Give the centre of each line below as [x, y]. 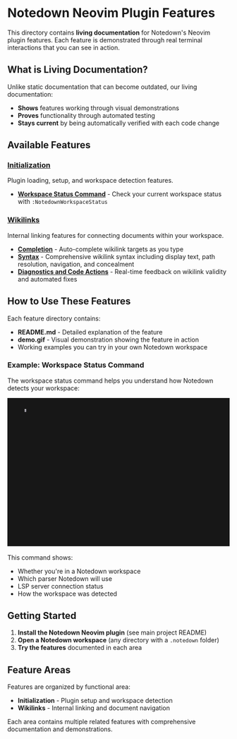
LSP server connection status [60, 586]
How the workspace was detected [67, 594]
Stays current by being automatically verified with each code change [119, 123]
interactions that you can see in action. [63, 47]
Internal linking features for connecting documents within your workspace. [116, 235]
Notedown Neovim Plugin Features [111, 13]
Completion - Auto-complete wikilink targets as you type [101, 249]
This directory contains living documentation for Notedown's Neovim [109, 32]
